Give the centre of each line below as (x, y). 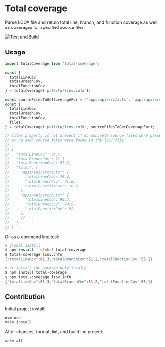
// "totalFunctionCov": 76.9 (41, 186)
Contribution (25, 297)
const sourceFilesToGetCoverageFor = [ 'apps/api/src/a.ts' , (68, 100)
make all (14, 341)
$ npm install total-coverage (36, 272)
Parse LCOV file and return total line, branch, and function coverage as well (81, 22)
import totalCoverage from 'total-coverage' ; (52, 64)
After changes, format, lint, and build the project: (54, 332)
